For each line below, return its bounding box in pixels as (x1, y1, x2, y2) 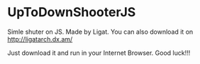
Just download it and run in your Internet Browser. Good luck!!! (7, 49, 191, 57)
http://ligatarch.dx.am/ (7, 34, 73, 43)
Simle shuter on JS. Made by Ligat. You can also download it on (7, 27, 194, 36)
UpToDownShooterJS (7, 4, 136, 20)
